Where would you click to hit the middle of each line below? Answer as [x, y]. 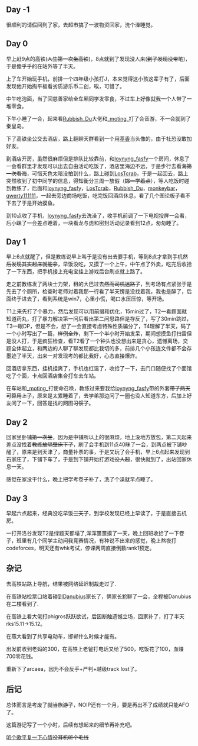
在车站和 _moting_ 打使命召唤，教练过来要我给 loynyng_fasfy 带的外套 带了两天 [98, 388]
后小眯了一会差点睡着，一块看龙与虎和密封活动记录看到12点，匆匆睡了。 [94, 223]
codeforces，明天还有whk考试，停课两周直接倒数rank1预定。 [80, 548]
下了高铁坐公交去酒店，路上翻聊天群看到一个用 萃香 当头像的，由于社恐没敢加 [99, 138]
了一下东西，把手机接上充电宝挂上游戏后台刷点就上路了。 [76, 272]
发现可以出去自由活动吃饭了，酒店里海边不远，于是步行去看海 [112, 166]
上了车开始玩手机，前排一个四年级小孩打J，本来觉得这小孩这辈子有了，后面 [98, 79]
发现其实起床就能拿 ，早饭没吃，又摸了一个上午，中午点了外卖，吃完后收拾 [101, 264]
